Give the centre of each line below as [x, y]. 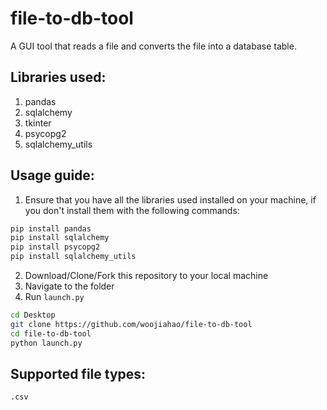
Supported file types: [78, 373]
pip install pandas [51, 228]
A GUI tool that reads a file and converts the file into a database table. [153, 46]
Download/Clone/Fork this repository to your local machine [146, 276]
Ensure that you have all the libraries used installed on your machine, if [170, 199]
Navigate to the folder [69, 286]
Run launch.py [54, 297]
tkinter [38, 123]
